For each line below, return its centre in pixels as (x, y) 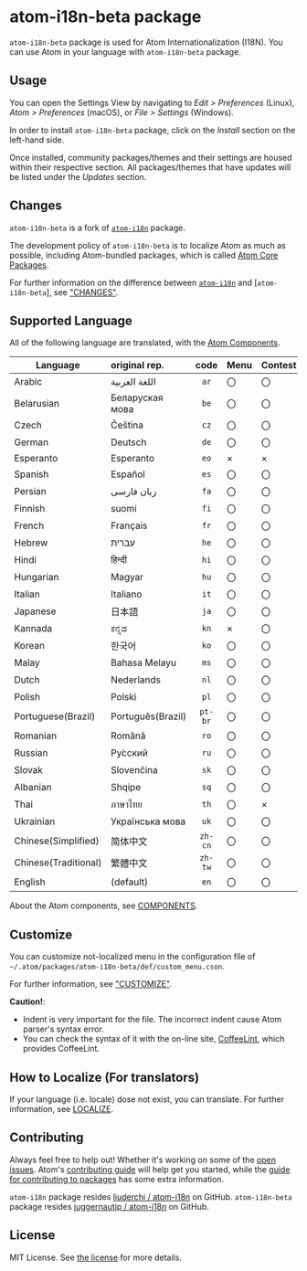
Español (128, 474)
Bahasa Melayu (143, 662)
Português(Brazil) (149, 716)
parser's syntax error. (64, 1029)
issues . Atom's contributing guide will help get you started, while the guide (150, 1169)
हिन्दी (119, 560)
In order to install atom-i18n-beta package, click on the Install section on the (153, 130)
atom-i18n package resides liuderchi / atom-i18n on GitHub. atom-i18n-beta (151, 1197)
